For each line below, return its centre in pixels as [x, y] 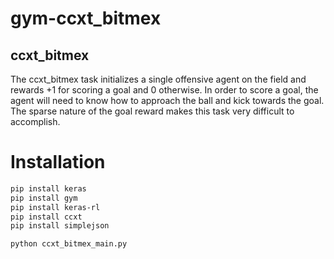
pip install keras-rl [55, 207]
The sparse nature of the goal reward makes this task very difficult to [152, 111]
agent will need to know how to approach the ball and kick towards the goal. [167, 100]
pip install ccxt [46, 217]
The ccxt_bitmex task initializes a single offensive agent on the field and [158, 79]
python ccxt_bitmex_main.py [69, 244]
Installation [58, 162]
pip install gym [44, 198]
